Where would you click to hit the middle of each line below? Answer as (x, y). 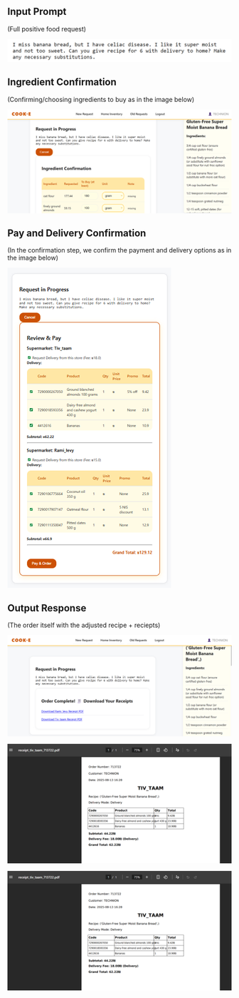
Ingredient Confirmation (62, 82)
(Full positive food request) (47, 29)
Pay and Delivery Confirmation (77, 233)
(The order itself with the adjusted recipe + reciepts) (84, 625)
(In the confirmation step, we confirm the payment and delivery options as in (119, 250)
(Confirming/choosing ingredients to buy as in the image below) (101, 99)
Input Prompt (37, 12)
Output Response (47, 608)
